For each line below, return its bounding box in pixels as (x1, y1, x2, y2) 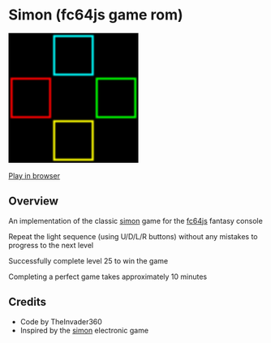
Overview (8, 195, 59, 208)
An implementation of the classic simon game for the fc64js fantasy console (8, 216, 264, 225)
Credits (8, 295, 47, 309)
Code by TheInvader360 (19, 316, 103, 326)
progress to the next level (8, 240, 94, 250)
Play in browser (8, 170, 61, 180)
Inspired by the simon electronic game (19, 325, 148, 335)
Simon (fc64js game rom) (8, 6, 184, 24)
